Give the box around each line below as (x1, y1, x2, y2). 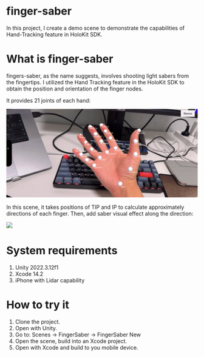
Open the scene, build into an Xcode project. (15, 338, 127, 345)
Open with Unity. (15, 325, 58, 332)
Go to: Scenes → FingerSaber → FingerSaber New (15, 331, 141, 338)
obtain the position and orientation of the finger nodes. (6, 85, 143, 92)
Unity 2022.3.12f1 (15, 264, 59, 271)
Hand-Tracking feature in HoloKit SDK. (6, 30, 103, 38)
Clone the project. (15, 318, 61, 325)
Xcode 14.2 (15, 270, 44, 277)
